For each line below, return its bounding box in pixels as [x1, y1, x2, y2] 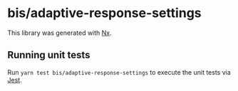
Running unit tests [7, 49, 90, 61]
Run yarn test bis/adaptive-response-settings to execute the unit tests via [7, 68, 232, 76]
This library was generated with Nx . [7, 28, 112, 37]
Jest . [7, 75, 23, 84]
